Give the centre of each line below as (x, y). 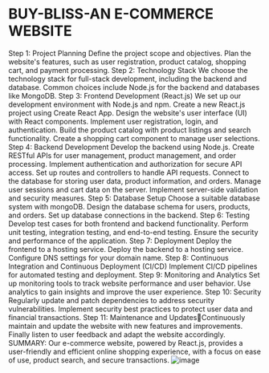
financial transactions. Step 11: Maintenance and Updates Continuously (127, 317)
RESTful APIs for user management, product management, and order (122, 155)
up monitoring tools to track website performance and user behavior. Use (130, 283)
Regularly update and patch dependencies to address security (112, 300)
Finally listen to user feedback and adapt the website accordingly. (117, 334)
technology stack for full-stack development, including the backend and (128, 79)
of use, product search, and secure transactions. (89, 360)
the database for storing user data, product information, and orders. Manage (135, 180)
